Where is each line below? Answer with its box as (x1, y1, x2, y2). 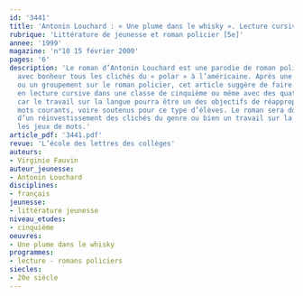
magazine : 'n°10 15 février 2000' (9, 47, 140, 56)
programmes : (9, 248, 54, 257)
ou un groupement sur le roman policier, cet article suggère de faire (17, 80, 293, 89)
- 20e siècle (9, 273, 59, 282)
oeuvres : (9, 231, 42, 240)
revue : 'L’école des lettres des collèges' (9, 139, 176, 148)
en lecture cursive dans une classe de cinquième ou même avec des (17, 88, 277, 97)
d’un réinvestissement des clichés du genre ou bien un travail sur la (17, 114, 293, 123)
